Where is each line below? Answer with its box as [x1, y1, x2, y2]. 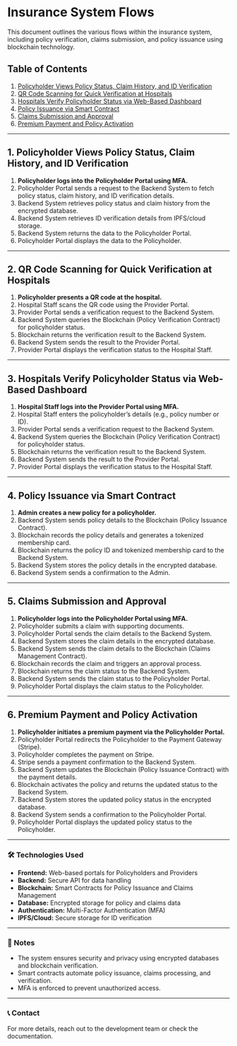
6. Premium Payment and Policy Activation [7, 709, 198, 721]
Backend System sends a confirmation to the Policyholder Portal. [17, 810, 207, 819]
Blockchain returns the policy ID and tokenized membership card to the [17, 546, 224, 554]
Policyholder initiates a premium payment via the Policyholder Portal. [17, 727, 225, 736]
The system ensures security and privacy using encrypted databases [17, 954, 219, 963]
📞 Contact [7, 1008, 40, 1018]
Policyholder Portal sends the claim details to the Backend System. [17, 629, 212, 638]
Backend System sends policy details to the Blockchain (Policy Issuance [17, 516, 228, 524]
